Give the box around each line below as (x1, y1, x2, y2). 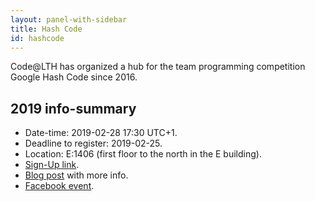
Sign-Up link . (24, 159, 80, 171)
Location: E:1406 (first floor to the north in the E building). (24, 148, 262, 160)
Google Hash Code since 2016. (10, 71, 138, 83)
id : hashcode (10, 33, 65, 43)
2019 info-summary (10, 100, 137, 117)
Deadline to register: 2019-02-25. (24, 137, 163, 150)
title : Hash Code (10, 24, 83, 34)
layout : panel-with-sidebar (10, 14, 128, 25)
